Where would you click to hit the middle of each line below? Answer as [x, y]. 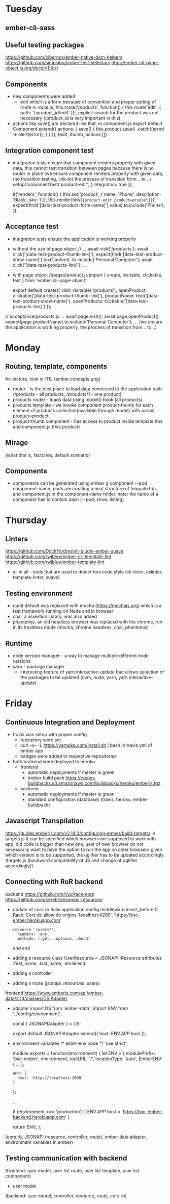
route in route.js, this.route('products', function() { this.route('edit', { [91, 107]
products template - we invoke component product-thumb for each [83, 405]
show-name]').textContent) [41, 259]
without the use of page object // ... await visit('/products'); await [80, 248]
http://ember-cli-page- [135, 63]
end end [21, 948]
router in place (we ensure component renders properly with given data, [88, 173]
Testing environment [39, 593]
